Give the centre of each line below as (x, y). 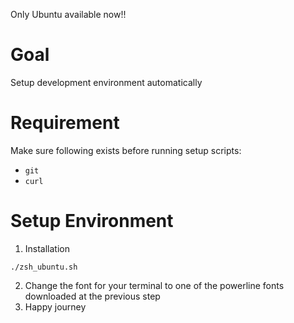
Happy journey (55, 306)
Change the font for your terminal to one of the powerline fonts (154, 285)
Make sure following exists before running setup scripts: (126, 150)
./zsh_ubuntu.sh (44, 267)
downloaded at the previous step (92, 296)
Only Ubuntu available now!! (68, 14)
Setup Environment (92, 221)
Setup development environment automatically (106, 82)
